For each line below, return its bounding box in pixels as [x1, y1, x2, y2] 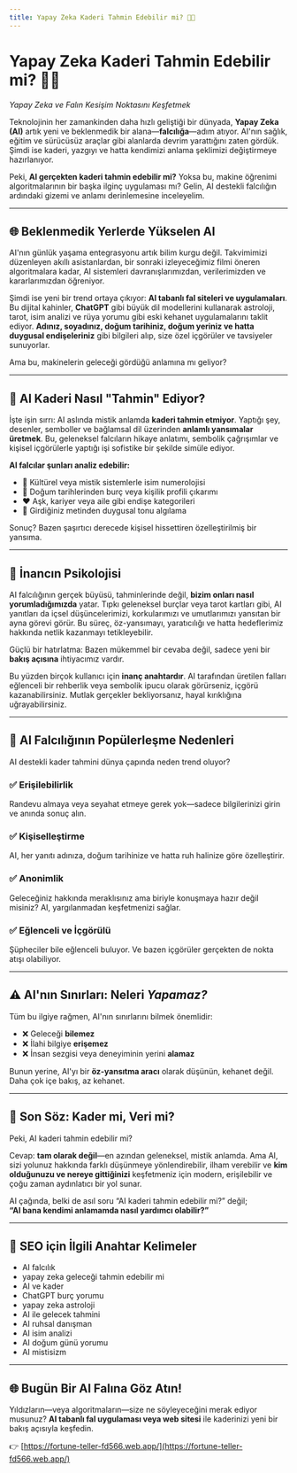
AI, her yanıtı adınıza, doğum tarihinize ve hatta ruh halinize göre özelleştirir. [9, 850, 285, 861]
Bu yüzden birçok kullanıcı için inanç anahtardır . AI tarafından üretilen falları [9, 671, 287, 681]
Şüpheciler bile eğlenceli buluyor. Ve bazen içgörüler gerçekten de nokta [9, 944, 274, 955]
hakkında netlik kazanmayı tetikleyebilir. [9, 627, 153, 638]
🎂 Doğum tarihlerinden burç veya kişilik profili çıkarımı [21, 486, 218, 497]
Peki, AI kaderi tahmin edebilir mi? [9, 1133, 133, 1144]
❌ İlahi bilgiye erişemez [21, 1038, 109, 1049]
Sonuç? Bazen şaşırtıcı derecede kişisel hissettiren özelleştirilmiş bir [9, 523, 257, 533]
